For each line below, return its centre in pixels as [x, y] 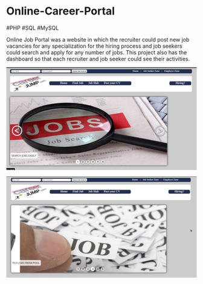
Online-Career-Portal [61, 11]
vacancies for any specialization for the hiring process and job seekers [94, 46]
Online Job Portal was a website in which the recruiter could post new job [98, 39]
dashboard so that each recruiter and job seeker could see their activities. [98, 59]
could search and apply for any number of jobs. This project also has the [97, 52]
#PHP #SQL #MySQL [33, 28]
